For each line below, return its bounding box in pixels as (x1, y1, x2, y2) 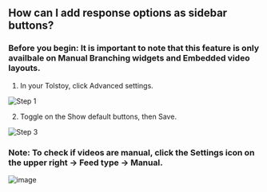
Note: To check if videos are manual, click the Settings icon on (8, 147, 255, 158)
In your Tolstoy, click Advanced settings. (19, 80, 153, 90)
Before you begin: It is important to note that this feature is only (8, 43, 260, 54)
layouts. (8, 63, 41, 74)
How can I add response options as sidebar (8, 6, 228, 20)
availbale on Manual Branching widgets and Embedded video (8, 53, 250, 64)
